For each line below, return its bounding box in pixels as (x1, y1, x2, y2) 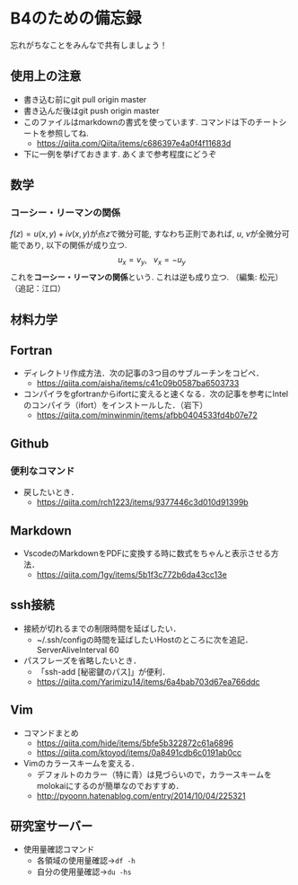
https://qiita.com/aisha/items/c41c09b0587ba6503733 (36, 378, 240, 389)
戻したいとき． (22, 487, 79, 498)
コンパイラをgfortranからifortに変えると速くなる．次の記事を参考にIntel (22, 388, 289, 400)
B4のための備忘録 (10, 8, 142, 29)
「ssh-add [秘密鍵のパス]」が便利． (36, 666, 171, 677)
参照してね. (47, 128, 89, 138)
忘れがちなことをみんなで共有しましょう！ (10, 40, 168, 50)
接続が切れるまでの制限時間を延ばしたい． (22, 623, 181, 633)
